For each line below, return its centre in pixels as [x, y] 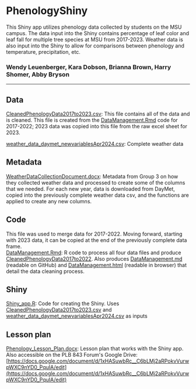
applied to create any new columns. [49, 201]
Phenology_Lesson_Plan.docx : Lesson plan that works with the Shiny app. [95, 349]
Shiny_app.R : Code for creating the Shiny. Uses [63, 303]
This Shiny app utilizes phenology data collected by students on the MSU [94, 27]
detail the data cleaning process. [45, 271]
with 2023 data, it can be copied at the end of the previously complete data [97, 240]
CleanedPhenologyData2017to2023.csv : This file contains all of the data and [98, 114]
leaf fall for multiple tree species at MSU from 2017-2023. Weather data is [95, 39]
